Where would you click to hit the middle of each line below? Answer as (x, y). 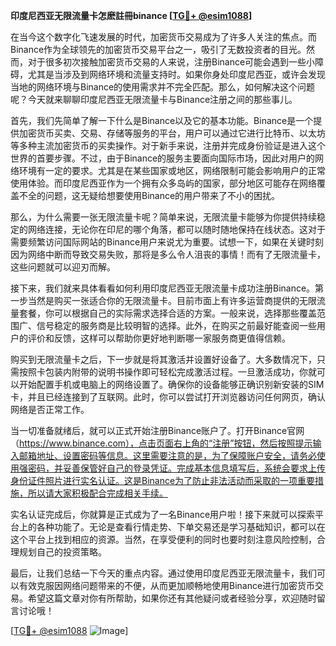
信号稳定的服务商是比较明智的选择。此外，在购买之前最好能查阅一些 (176, 325)
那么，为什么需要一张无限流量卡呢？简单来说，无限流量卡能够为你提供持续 (163, 217)
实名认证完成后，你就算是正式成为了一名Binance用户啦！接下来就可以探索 (163, 514)
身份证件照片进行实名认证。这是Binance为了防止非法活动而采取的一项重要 (163, 480)
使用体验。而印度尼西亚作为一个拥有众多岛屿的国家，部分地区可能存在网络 (163, 183)
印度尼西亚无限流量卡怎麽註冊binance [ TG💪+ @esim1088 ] (131, 15)
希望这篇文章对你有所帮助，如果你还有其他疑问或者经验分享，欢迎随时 (172, 598)
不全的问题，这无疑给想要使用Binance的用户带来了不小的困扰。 (149, 195)
